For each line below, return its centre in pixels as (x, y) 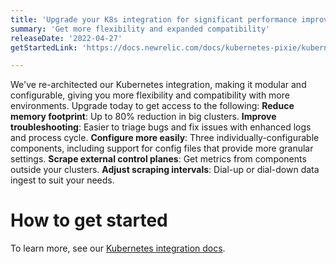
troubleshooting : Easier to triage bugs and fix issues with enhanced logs (161, 127)
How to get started (89, 220)
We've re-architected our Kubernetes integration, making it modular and (158, 85)
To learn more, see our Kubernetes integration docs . (118, 248)
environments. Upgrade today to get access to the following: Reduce (152, 106)
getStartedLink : (44, 47)
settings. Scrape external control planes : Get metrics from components (158, 159)
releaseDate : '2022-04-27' (66, 38)
